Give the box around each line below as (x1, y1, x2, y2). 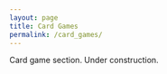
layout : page (9, 13, 59, 23)
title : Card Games (9, 22, 79, 31)
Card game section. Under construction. (9, 55, 160, 66)
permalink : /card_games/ (9, 30, 103, 39)
